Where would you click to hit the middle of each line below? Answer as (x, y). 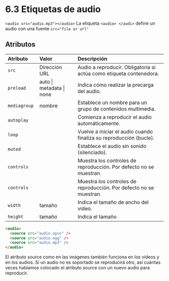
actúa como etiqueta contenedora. (118, 73)
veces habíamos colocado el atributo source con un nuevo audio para (77, 268)
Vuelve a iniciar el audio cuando (115, 131)
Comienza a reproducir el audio (115, 117)
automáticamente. (99, 123)
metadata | (52, 88)
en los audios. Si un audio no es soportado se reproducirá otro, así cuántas (83, 262)
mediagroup (21, 105)
